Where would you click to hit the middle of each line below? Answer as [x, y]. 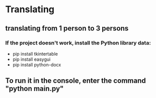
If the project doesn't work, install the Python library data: [78, 43]
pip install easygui [32, 59]
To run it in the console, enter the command [76, 81]
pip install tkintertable [35, 54]
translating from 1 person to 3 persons [67, 28]
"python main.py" [35, 89]
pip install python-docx [37, 64]
